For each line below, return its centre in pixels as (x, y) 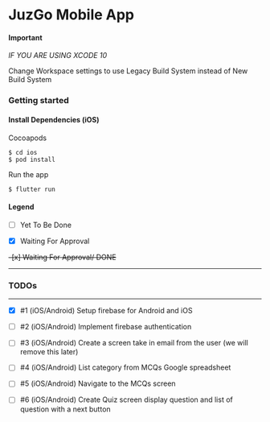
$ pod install (32, 159)
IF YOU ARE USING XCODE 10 (58, 56)
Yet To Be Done (46, 225)
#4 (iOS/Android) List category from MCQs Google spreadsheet (125, 367)
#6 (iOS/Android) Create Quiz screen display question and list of (126, 399)
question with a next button (65, 409)
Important (25, 37)
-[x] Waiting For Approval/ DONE (62, 257)
